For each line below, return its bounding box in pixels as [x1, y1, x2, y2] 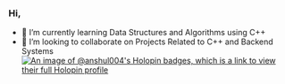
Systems [21, 46, 54, 57]
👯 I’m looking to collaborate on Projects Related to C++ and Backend [21, 36, 273, 47]
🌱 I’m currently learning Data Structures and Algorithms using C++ [21, 27, 266, 38]
